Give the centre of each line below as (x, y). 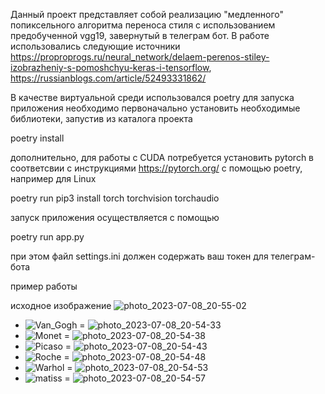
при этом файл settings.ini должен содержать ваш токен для (139, 256)
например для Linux (53, 178)
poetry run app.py (47, 237)
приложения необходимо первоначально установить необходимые (155, 108)
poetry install (37, 138)
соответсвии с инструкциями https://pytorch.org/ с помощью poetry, (156, 168)
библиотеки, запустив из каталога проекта (101, 118)
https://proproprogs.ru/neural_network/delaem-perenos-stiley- (140, 57)
